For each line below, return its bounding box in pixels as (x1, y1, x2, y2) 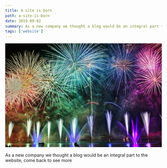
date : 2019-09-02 (5, 18, 41, 23)
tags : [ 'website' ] (5, 29, 43, 34)
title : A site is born (5, 8, 52, 13)
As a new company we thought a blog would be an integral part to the (5, 152, 148, 158)
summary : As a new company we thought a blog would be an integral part (5, 24, 159, 29)
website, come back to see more (5, 158, 72, 164)
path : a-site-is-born (5, 13, 50, 18)
